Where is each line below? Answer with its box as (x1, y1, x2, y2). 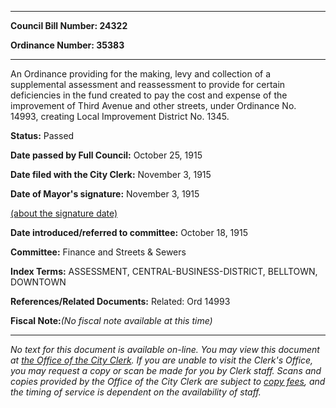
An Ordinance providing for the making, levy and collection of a (10, 68, 272, 80)
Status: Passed (10, 130, 75, 141)
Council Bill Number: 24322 (10, 20, 128, 31)
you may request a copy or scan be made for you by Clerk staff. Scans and (10, 365, 322, 376)
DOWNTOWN (10, 276, 67, 288)
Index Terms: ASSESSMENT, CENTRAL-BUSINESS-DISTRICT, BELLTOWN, (10, 266, 318, 277)
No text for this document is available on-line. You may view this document (10, 344, 320, 355)
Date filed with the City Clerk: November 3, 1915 (10, 169, 212, 180)
